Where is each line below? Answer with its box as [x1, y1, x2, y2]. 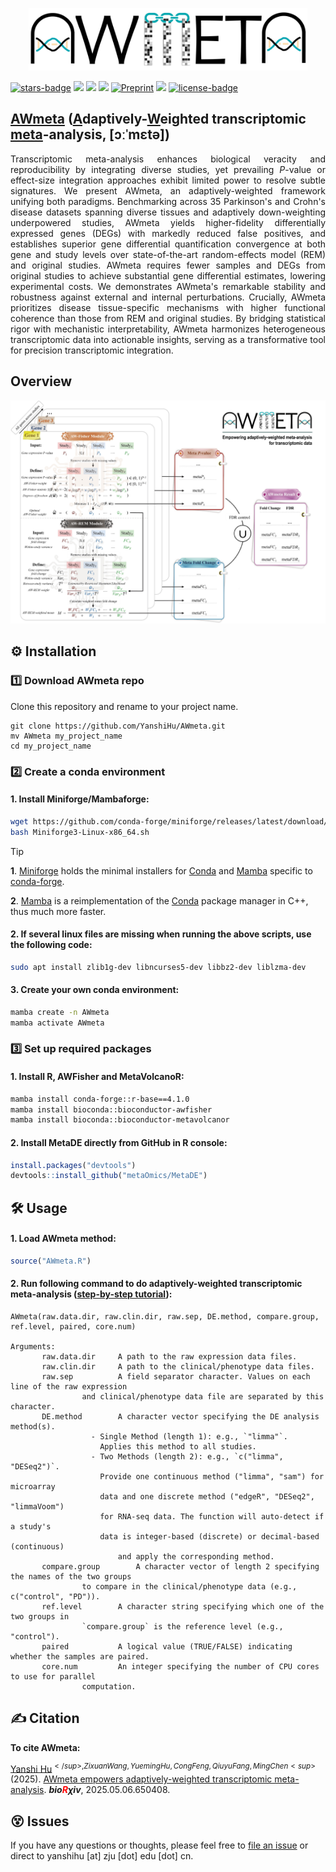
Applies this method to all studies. [99, 1441, 257, 1452]
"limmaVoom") [10, 1501, 65, 1512]
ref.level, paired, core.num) [10, 1321, 137, 1332]
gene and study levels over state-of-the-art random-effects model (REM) [10, 248, 326, 260]
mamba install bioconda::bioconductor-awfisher [10, 1104, 213, 1115]
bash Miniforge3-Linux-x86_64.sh [10, 827, 150, 837]
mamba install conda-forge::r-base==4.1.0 [10, 1094, 190, 1104]
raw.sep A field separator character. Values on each [41, 1371, 311, 1382]
